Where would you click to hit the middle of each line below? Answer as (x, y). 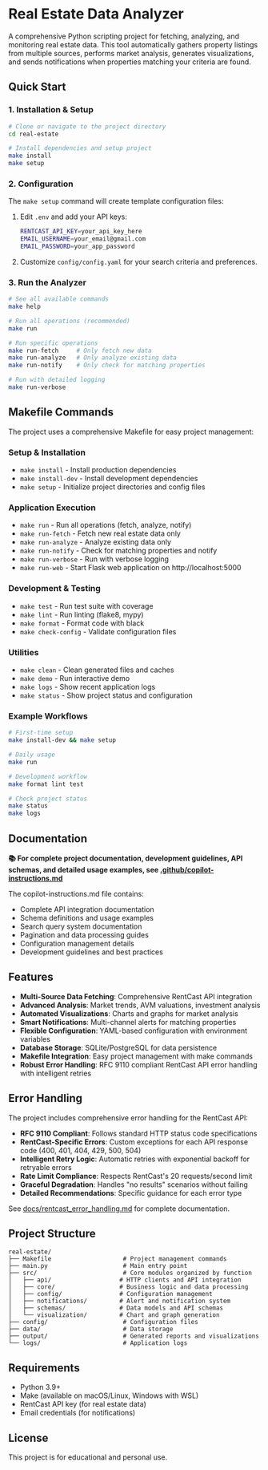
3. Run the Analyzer (47, 282)
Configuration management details (77, 943)
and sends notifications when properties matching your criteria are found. (130, 62)
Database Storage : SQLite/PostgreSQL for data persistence (118, 1047)
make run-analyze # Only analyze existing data (93, 358)
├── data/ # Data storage (91, 1329)
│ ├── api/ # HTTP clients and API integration (125, 1280)
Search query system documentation (81, 926)
